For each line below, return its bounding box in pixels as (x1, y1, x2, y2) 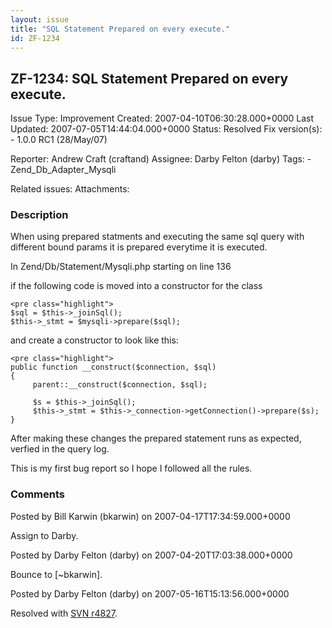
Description (10, 208, 69, 222)
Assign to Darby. (10, 529, 79, 541)
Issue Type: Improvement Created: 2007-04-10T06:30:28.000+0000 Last (10, 112, 315, 125)
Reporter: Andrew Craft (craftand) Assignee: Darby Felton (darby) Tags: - (10, 153, 312, 165)
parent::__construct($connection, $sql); (32, 380, 208, 390)
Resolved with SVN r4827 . (10, 607, 118, 619)
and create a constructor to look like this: (10, 334, 179, 346)
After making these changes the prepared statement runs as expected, (10, 432, 302, 445)
